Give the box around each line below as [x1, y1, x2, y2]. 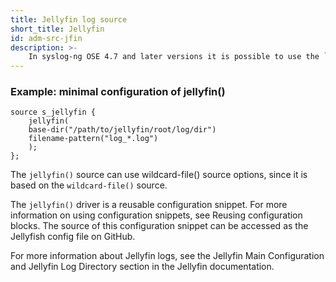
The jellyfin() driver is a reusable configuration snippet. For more [10, 199, 288, 211]
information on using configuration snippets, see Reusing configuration [10, 209, 303, 221]
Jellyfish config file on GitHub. [10, 231, 136, 243]
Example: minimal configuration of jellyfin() [10, 85, 226, 99]
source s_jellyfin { [10, 107, 97, 118]
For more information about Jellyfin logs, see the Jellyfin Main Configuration [10, 250, 325, 262]
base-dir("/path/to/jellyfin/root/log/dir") [28, 125, 217, 135]
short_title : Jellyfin [10, 24, 105, 34]
